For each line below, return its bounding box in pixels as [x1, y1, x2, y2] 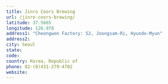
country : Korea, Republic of [6, 58, 78, 64]
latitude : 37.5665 [6, 20, 51, 25]
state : [6, 47, 22, 53]
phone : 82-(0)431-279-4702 [6, 63, 73, 70]
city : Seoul [6, 42, 35, 48]
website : [6, 69, 28, 75]
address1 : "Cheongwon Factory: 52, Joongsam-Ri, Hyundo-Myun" [6, 31, 163, 37]
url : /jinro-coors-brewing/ [6, 14, 76, 20]
